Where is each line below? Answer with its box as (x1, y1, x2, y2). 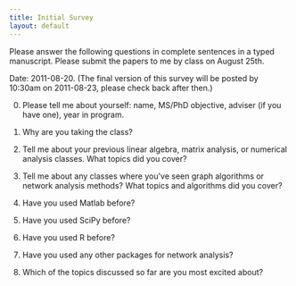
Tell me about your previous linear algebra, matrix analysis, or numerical (21, 144, 288, 155)
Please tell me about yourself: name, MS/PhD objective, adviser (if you (21, 99, 282, 110)
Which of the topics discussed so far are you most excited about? (21, 266, 264, 277)
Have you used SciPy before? (21, 214, 131, 225)
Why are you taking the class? (21, 126, 134, 137)
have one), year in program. (21, 109, 125, 120)
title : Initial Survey (9, 13, 94, 22)
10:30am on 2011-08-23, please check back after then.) (9, 82, 213, 93)
